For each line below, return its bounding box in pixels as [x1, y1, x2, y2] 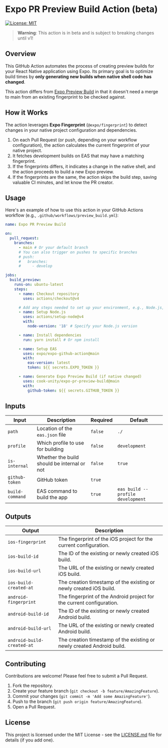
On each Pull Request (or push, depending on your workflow [12, 137, 137, 143]
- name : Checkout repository [18, 291, 79, 296]
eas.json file [36, 432, 66, 439]
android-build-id [7, 611, 49, 617]
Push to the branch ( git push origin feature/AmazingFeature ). [12, 698, 142, 704]
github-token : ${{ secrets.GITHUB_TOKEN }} [27, 388, 120, 393]
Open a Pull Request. [12, 703, 56, 709]
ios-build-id [7, 554, 39, 559]
